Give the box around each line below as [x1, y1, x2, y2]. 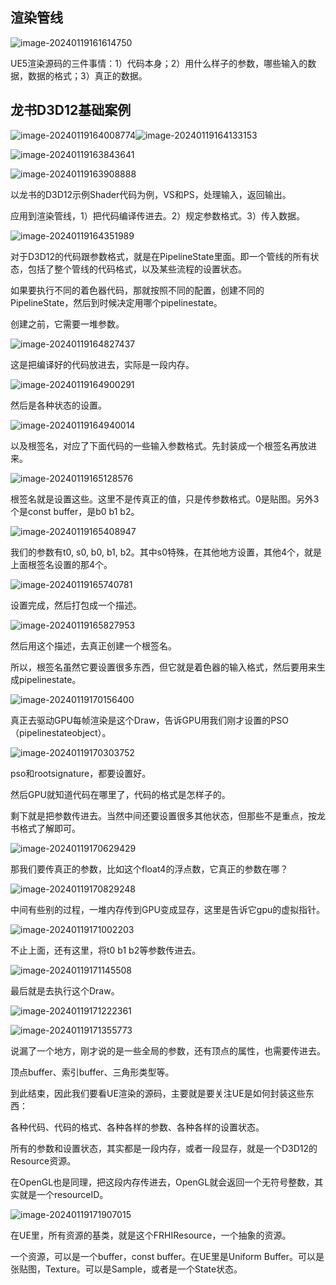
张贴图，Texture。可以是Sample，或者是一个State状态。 [10, 1263, 243, 1275]
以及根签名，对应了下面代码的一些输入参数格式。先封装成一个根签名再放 [10, 439, 308, 452]
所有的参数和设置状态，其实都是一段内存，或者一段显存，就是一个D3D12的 [10, 1142, 318, 1154]
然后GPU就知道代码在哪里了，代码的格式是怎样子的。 [10, 788, 231, 800]
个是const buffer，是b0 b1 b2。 [10, 505, 140, 517]
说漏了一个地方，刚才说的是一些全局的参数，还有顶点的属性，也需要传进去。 [10, 1044, 326, 1057]
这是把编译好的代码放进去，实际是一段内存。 [10, 358, 195, 370]
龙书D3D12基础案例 [10, 102, 132, 119]
